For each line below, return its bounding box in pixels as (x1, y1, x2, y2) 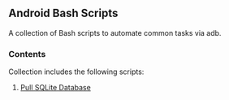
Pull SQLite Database (19, 83, 91, 93)
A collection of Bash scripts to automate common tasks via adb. (8, 28, 222, 37)
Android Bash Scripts (8, 7, 119, 20)
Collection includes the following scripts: (8, 67, 145, 76)
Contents (8, 48, 46, 59)
